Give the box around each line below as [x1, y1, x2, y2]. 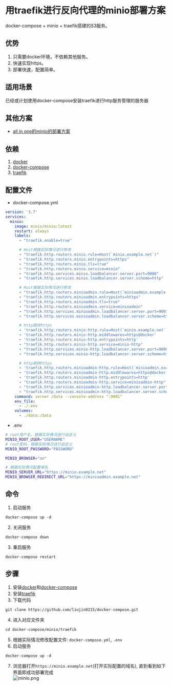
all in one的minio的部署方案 [12, 128, 71, 135]
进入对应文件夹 [12, 616, 45, 623]
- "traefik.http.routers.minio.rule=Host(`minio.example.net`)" [18, 252, 159, 257]
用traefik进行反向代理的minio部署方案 [5, 5, 166, 16]
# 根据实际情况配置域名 [5, 465, 49, 470]
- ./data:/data [18, 413, 52, 418]
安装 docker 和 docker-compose [12, 584, 78, 590]
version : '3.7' [5, 209, 38, 215]
